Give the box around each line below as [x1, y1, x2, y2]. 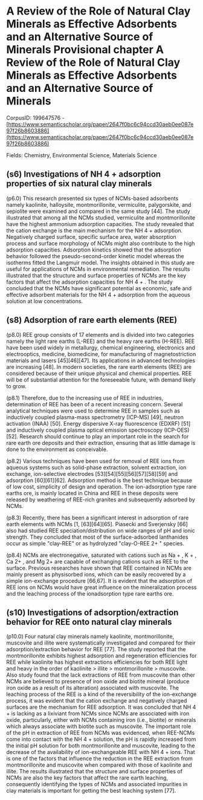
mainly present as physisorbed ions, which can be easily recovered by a [6, 570, 186, 578]
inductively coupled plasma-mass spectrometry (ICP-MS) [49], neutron [6, 413, 184, 421]
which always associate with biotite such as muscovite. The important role [6, 723, 192, 730]
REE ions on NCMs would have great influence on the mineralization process [6, 584, 197, 591]
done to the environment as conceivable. [6, 446, 108, 453]
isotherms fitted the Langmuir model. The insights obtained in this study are [6, 259, 195, 266]
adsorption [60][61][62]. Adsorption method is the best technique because [6, 476, 192, 484]
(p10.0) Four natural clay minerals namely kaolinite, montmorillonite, [6, 633, 174, 640]
